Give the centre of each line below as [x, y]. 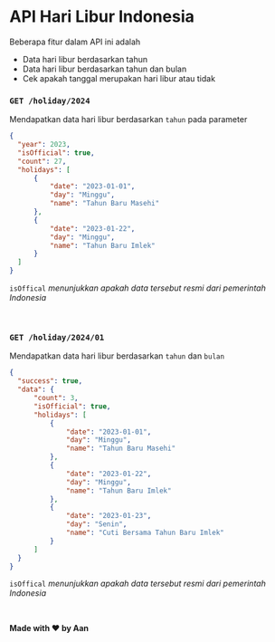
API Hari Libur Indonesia [102, 17]
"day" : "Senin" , [97, 524]
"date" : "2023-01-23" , [109, 516]
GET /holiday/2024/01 [57, 338]
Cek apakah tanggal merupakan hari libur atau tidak [119, 78]
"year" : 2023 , [44, 145]
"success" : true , [50, 381]
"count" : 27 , [42, 161]
